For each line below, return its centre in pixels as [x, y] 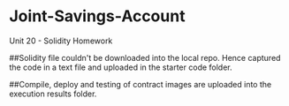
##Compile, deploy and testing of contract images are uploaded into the [141, 84]
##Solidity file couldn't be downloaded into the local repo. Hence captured [145, 57]
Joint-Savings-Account [97, 16]
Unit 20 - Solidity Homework [61, 41]
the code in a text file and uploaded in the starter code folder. [121, 67]
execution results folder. [53, 94]
